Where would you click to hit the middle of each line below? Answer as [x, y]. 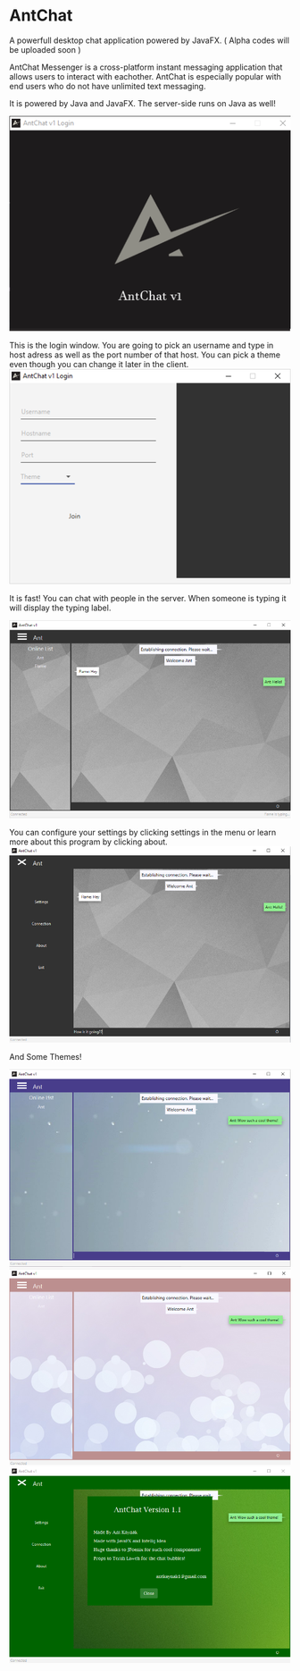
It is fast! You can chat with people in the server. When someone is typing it [148, 599]
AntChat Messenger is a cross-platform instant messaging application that [146, 67]
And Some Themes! [46, 1057]
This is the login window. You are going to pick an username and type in [142, 346]
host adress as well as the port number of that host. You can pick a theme [145, 355]
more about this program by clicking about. [88, 842]
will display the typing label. [60, 608]
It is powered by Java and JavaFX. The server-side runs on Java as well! [143, 103]
